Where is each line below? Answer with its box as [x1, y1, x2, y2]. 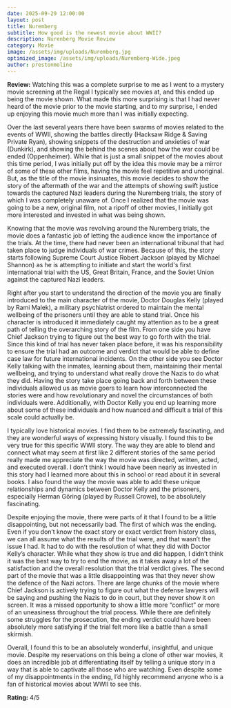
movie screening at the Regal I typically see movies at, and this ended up [7, 87, 215, 96]
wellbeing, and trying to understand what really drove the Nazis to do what [7, 369, 219, 377]
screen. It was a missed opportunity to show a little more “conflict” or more [7, 601, 221, 609]
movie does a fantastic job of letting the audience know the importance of [7, 231, 217, 240]
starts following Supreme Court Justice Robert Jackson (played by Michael [7, 253, 221, 262]
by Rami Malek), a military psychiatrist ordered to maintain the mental [7, 303, 204, 311]
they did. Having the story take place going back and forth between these [7, 376, 217, 384]
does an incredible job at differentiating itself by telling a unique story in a [7, 658, 216, 666]
